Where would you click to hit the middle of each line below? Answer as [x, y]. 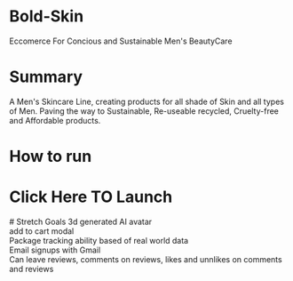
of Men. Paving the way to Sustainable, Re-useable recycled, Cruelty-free [144, 111]
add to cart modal [42, 231]
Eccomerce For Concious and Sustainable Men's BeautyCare [121, 41]
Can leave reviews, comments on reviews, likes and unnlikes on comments [146, 259]
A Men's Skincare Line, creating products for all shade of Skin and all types [146, 101]
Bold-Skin [47, 16]
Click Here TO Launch [91, 197]
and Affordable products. [55, 120]
